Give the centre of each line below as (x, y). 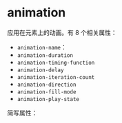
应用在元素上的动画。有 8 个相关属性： (62, 32)
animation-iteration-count (56, 77)
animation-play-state (48, 99)
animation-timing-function (56, 63)
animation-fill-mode (47, 92)
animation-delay (40, 70)
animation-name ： (42, 47)
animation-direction (47, 85)
